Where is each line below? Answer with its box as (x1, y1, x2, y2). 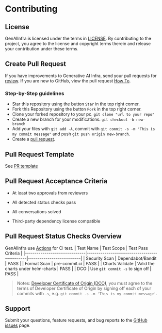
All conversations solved (12, 208, 62, 214)
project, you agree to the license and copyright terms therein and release (5, 41, 151, 47)
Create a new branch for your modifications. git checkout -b (12, 116, 134, 122)
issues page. (5, 322, 31, 328)
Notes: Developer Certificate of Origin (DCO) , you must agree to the (16, 280, 153, 286)
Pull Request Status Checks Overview (5, 232, 122, 240)
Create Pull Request (5, 60, 66, 68)
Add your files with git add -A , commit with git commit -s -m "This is (12, 126, 155, 132)
